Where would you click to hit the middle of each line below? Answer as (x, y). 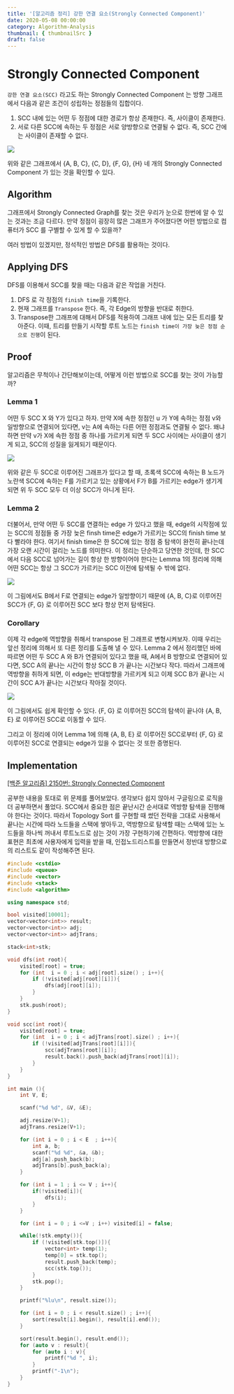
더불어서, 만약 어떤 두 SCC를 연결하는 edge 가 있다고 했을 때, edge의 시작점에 (114, 524)
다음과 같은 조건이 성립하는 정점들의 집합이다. (82, 103)
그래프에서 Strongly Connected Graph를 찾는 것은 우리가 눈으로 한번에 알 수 (112, 212)
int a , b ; (46, 1146)
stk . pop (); (48, 1282)
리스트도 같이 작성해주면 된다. (55, 850)
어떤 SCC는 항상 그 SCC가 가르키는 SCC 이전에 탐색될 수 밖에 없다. (99, 568)
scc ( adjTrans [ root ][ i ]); (81, 1050)
